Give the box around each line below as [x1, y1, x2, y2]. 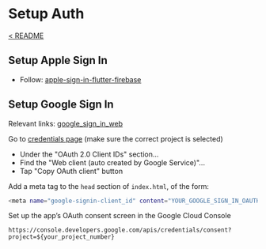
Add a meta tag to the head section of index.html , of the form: [8, 181, 210, 191]
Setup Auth [8, 5, 85, 23]
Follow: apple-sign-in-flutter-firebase [19, 74, 142, 84]
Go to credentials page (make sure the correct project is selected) [8, 134, 223, 143]
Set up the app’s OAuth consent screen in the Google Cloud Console [8, 211, 231, 221]
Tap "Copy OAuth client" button [19, 166, 123, 175]
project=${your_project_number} [8, 233, 115, 241]
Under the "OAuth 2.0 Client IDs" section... [19, 149, 159, 159]
